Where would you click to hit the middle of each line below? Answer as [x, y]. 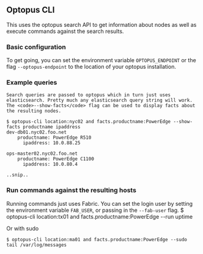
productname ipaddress [51, 127]
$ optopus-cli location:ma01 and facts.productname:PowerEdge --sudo [97, 239]
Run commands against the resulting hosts [71, 190]
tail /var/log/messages [37, 245]
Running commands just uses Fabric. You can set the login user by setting [100, 203]
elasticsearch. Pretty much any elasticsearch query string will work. [99, 101]
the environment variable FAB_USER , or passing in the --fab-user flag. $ [95, 210]
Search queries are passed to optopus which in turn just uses [89, 95]
